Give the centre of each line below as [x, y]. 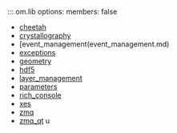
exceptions [37, 52]
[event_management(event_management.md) [94, 44]
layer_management [51, 78]
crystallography [45, 36]
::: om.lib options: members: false [62, 12]
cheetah [33, 27]
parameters [38, 87]
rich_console [40, 95]
